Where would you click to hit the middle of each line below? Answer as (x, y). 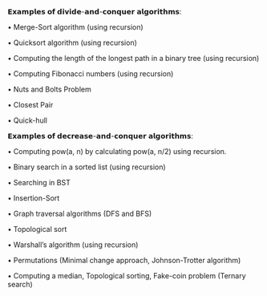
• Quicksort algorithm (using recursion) (73, 43)
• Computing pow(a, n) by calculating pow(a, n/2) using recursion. (117, 151)
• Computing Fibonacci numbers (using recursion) (91, 74)
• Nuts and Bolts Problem (49, 89)
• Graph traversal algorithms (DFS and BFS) (80, 213)
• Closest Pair (30, 105)
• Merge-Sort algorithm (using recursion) (75, 27)
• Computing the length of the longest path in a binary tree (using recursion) (133, 58)
